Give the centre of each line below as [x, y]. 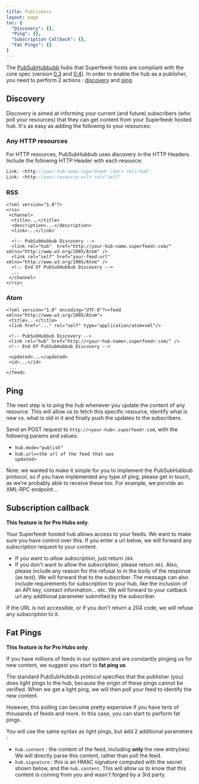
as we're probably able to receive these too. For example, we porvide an [95, 483]
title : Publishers [29, 12]
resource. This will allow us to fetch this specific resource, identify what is [97, 412]
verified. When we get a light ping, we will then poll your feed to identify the [99, 689]
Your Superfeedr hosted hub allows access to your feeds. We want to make [99, 534]
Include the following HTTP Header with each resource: [74, 160]
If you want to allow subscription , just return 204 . [74, 558]
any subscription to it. [33, 614]
